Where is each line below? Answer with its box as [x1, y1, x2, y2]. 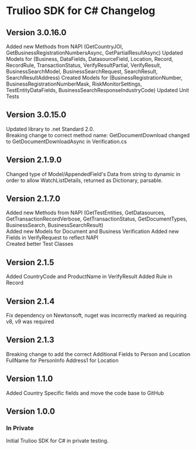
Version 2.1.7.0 [6, 194, 60, 204]
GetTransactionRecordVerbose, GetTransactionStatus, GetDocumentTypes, [6, 215, 188, 222]
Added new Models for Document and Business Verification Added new [6, 228, 180, 235]
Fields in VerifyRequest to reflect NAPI [6, 234, 98, 241]
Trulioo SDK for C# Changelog [6, 4, 156, 18]
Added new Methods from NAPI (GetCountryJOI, [6, 43, 123, 50]
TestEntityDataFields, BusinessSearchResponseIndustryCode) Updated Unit [6, 87, 189, 93]
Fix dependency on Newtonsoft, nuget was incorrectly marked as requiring [6, 312, 187, 319]
